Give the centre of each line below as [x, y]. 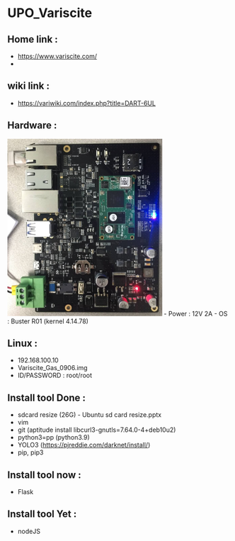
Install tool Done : [47, 397]
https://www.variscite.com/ [57, 56]
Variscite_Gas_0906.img [52, 368]
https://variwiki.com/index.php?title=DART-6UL [86, 103]
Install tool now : [44, 475]
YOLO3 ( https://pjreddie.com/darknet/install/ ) [84, 445]
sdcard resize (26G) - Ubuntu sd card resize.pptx [89, 415]
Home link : [33, 39]
